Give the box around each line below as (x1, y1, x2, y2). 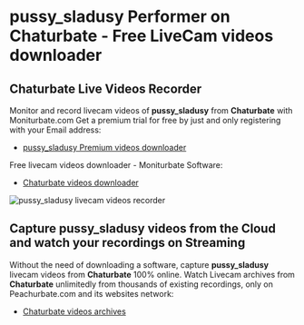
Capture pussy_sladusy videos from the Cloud (9, 221, 277, 237)
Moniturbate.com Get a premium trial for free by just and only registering (9, 115, 281, 125)
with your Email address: (9, 124, 102, 135)
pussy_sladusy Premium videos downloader (22, 143, 187, 153)
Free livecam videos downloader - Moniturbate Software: (9, 160, 223, 170)
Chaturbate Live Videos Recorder (9, 81, 202, 96)
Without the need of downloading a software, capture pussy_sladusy (9, 259, 270, 270)
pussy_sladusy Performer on (9, 6, 230, 27)
